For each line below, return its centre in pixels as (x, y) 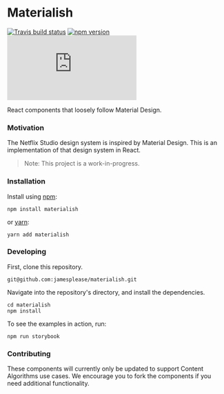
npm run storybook (33, 336)
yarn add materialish (38, 235)
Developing (27, 252)
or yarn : (18, 221)
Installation (27, 181)
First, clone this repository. (45, 266)
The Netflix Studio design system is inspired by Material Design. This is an (112, 143)
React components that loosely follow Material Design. (84, 110)
